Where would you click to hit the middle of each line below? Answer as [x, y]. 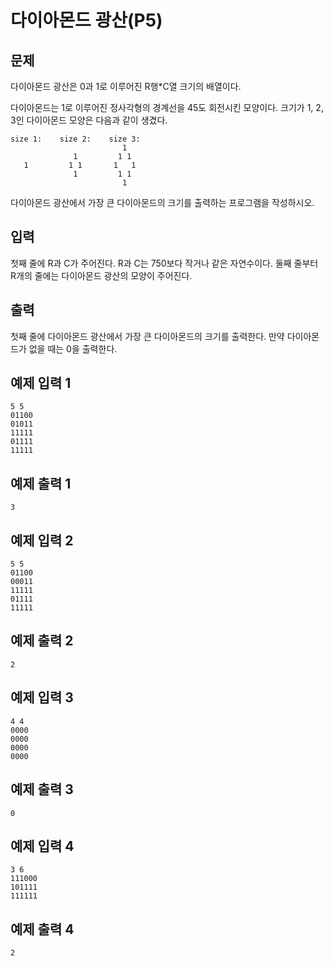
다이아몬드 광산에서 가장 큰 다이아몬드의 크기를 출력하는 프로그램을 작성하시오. [162, 202]
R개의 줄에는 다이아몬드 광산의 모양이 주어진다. [101, 275]
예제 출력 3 [42, 789]
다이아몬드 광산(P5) [86, 20]
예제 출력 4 [42, 929]
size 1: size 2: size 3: [75, 139]
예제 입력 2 [42, 540]
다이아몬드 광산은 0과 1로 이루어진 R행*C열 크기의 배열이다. [126, 86]
